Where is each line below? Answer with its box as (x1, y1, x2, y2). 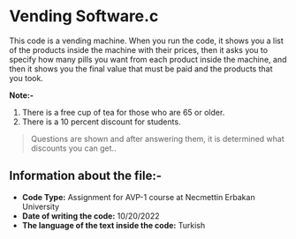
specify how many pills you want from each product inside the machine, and (9, 54, 287, 64)
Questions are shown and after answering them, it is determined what (30, 133, 285, 144)
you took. (9, 72, 44, 83)
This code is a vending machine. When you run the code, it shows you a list (9, 35, 285, 46)
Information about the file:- (9, 168, 162, 183)
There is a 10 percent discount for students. (21, 116, 181, 127)
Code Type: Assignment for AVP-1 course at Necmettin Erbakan (21, 191, 255, 202)
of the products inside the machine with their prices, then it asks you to (9, 44, 268, 55)
